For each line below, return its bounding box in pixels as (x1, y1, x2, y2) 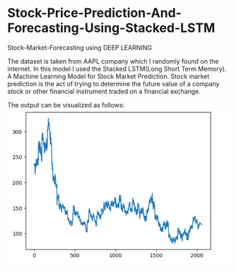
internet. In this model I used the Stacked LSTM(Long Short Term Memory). (7, 64, 227, 73)
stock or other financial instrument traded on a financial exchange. (7, 87, 201, 95)
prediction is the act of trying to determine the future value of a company (7, 79, 220, 88)
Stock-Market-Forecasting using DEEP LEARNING (7, 43, 153, 52)
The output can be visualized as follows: (7, 100, 125, 109)
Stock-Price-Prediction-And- (7, 5, 182, 21)
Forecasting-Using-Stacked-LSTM (7, 20, 216, 36)
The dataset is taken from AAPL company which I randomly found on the (7, 57, 219, 65)
